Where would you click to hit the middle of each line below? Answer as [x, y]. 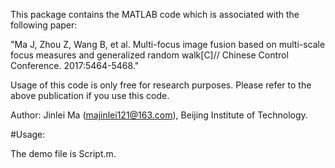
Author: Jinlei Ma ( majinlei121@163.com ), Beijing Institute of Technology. [159, 115]
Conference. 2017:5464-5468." [75, 65]
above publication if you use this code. [90, 95]
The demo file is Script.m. [63, 153]
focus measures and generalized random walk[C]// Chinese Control [149, 55]
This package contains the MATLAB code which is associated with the [155, 14]
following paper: [44, 25]
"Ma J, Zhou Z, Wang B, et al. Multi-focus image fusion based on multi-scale [168, 44]
